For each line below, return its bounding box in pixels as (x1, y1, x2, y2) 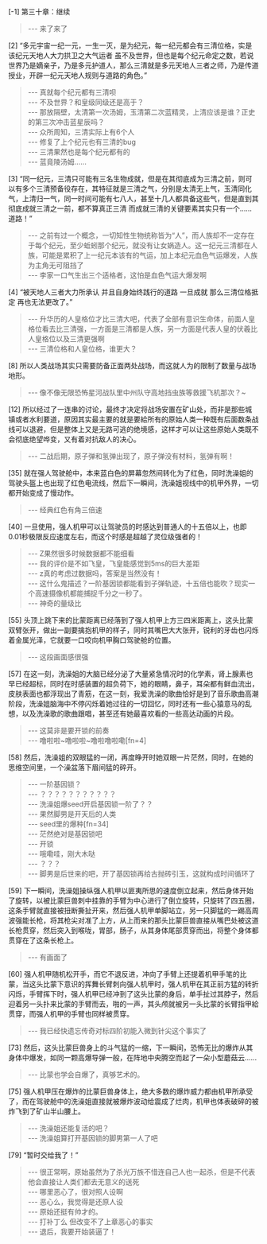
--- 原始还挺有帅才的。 (27, 1207, 103, 1216)
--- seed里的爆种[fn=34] (27, 819, 109, 829)
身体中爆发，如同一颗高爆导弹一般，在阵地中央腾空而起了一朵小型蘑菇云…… (8, 1053, 257, 1062)
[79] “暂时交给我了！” (8, 1150, 79, 1160)
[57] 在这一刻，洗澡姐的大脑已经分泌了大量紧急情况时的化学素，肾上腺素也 (8, 669, 253, 678)
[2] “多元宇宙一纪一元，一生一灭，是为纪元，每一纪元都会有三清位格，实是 (8, 41, 253, 50)
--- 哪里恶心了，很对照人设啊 (27, 1188, 124, 1196)
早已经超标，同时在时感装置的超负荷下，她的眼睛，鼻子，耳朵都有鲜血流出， (8, 679, 259, 688)
